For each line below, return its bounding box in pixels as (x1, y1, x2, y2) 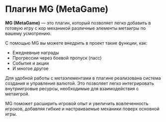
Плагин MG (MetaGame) (5, 3, 108, 15)
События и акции (12, 60, 49, 66)
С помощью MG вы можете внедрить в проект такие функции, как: (5, 40, 148, 46)
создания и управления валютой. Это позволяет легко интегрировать (5, 80, 154, 86)
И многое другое (12, 65, 49, 71)
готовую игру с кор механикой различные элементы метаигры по (5, 25, 146, 31)
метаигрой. (5, 91, 30, 97)
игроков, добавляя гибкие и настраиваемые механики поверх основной (5, 106, 160, 112)
